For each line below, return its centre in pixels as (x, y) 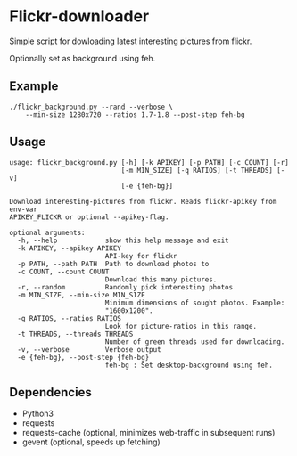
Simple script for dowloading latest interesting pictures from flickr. (131, 41)
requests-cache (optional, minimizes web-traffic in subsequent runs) (148, 433)
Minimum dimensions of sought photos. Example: (195, 303)
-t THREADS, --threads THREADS (75, 334)
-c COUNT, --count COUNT (63, 272)
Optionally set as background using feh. (82, 58)
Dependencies (50, 392)
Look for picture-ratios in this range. (181, 326)
